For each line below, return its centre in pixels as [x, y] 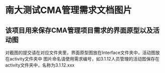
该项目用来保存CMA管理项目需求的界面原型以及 [79, 30]
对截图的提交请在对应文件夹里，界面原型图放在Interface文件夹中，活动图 [80, 52]
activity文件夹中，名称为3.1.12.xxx [40, 65]
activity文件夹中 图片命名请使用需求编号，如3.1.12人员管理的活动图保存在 [84, 59]
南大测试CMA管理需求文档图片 [68, 10]
